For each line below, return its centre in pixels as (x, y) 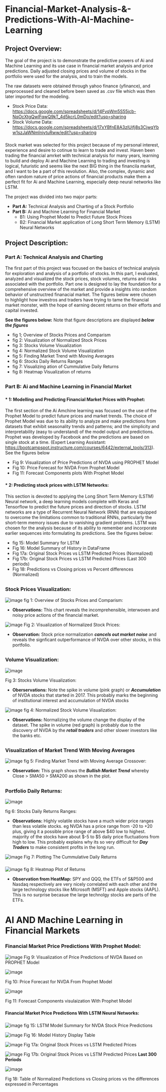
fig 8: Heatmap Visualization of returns (52, 371)
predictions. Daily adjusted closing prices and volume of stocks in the (76, 71)
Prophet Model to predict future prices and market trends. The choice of (79, 416)
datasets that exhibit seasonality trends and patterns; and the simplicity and (82, 426)
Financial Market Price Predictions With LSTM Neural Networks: (72, 1013)
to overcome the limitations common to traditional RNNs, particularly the (79, 517)
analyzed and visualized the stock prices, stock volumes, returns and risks (81, 279)
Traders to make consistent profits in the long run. (63, 847)
